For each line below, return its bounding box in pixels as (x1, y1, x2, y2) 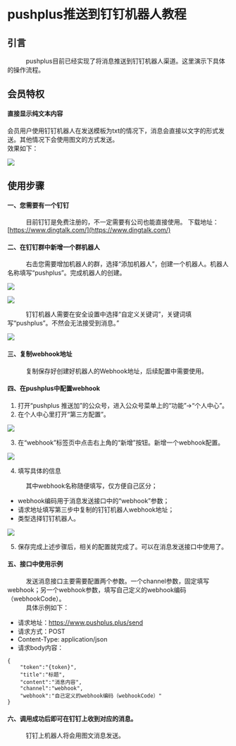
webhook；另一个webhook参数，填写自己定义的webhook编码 (7, 586, 187, 594)
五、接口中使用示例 (7, 560, 63, 568)
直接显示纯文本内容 (7, 109, 63, 117)
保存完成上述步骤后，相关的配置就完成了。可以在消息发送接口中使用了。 (17, 542, 228, 551)
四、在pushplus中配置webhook (7, 384, 101, 392)
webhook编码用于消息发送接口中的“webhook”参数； (17, 496, 170, 505)
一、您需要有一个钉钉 (7, 200, 69, 209)
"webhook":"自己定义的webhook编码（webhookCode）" (20, 692, 162, 699)
